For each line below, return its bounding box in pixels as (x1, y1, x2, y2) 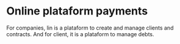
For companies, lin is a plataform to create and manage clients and (6, 24, 174, 31)
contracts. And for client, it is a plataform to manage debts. (6, 30, 154, 37)
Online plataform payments (6, 4, 148, 18)
